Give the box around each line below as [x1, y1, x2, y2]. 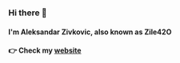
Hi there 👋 [8, 7, 48, 18]
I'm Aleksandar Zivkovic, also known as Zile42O [8, 27, 172, 37]
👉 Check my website [8, 45, 82, 55]
